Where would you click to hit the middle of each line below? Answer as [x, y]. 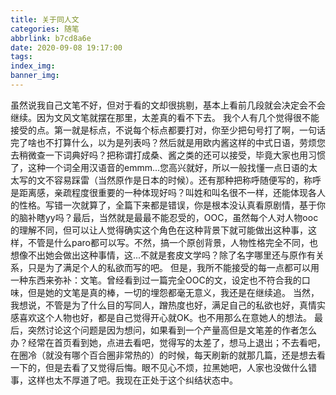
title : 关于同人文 [45, 19]
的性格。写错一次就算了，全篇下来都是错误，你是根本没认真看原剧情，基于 [163, 205]
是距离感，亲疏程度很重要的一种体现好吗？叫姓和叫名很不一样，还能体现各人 [168, 192]
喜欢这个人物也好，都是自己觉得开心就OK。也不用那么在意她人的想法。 [165, 317]
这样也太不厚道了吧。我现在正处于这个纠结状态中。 [132, 380]
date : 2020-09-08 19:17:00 [66, 47]
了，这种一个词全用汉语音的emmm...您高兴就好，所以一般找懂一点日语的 [160, 167]
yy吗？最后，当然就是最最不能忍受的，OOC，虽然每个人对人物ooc [181, 217]
